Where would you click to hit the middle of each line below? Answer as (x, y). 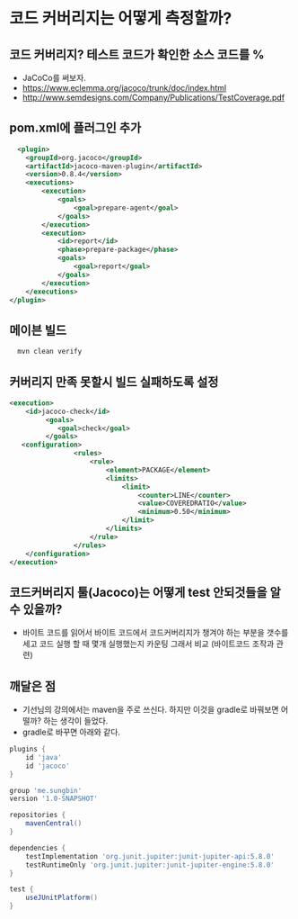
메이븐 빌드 (38, 330)
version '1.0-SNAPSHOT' (54, 799)
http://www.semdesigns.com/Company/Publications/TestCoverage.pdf (153, 97)
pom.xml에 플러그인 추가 (75, 128)
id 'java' (44, 757)
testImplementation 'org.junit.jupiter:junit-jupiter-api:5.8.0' (150, 856)
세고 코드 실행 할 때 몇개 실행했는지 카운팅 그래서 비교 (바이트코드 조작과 (148, 644)
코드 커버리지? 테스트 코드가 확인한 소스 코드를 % (137, 54)
